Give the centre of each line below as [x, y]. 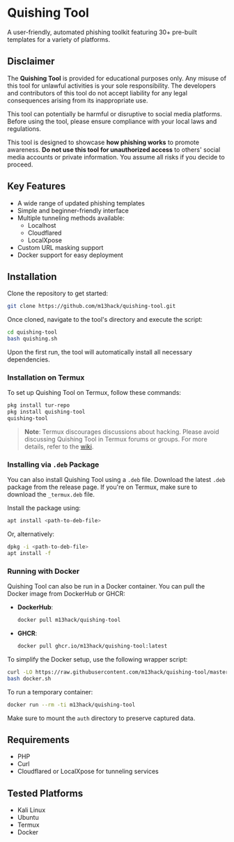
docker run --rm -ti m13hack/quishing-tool [71, 705]
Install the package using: [44, 508]
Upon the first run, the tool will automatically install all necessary [100, 352]
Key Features [37, 186]
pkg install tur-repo [39, 405]
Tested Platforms [45, 793]
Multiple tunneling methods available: [71, 218]
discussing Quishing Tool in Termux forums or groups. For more [116, 439]
